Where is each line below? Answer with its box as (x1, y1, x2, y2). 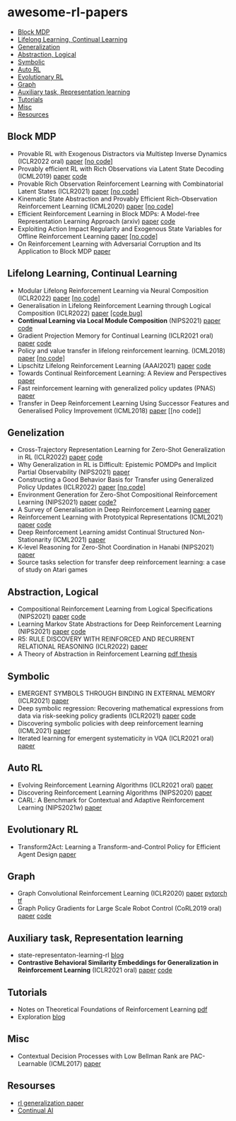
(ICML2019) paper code (17, 172, 87, 180)
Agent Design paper (17, 850, 76, 858)
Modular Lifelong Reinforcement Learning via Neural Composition (17, 286, 208, 295)
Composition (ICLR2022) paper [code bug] (17, 309, 143, 317)
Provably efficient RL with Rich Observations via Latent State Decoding (17, 164, 224, 173)
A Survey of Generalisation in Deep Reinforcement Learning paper (17, 506, 211, 514)
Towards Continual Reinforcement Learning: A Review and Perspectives (17, 369, 228, 377)
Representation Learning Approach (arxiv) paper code (17, 217, 175, 225)
